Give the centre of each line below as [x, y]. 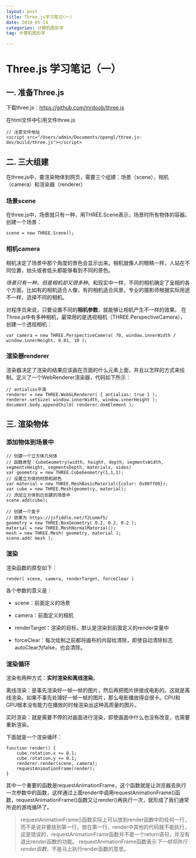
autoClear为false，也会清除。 [50, 647]
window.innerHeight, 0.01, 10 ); [47, 340]
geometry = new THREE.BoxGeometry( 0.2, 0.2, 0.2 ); [71, 523]
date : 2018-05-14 [27, 22]
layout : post [22, 11]
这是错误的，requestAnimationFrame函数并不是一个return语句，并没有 [105, 835]
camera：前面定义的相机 [44, 615]
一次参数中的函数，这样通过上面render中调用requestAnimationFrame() [91, 792]
